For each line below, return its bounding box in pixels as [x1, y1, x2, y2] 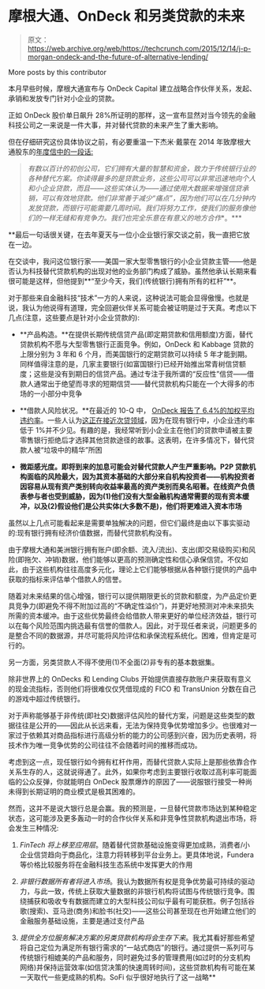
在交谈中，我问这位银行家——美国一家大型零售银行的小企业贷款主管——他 [8, 256, 250, 265]
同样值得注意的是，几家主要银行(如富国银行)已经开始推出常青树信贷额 [19, 359, 247, 368]
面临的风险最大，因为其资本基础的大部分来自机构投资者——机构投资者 [26, 472, 255, 481]
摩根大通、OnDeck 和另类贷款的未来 [8, 7, 245, 25]
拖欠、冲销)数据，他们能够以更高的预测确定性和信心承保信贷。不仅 [24, 555, 242, 564]
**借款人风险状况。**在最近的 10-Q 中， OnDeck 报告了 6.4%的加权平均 [19, 405, 255, 415]
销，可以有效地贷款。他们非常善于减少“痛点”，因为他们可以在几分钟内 [27, 193, 256, 202]
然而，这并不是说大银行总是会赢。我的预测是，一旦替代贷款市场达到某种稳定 [8, 803, 257, 813]
